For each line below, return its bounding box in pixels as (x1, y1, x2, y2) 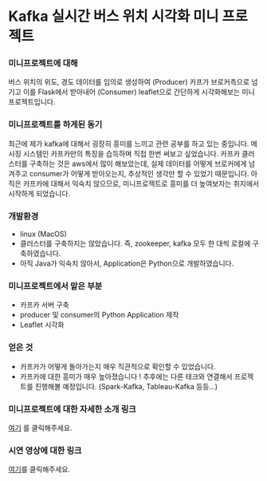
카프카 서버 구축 (19, 300, 69, 309)
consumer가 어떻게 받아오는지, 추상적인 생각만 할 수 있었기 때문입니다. (29, 168, 249, 178)
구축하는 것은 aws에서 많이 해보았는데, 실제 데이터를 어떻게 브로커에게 (29, 159, 247, 168)
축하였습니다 (19, 249, 60, 258)
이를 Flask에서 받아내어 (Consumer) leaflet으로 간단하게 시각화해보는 (22, 87, 241, 97)
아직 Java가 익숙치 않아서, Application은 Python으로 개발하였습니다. (19, 258, 234, 268)
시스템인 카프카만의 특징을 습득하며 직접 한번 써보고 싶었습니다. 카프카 (22, 148, 241, 158)
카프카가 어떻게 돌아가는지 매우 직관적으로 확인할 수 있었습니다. (19, 361, 217, 371)
